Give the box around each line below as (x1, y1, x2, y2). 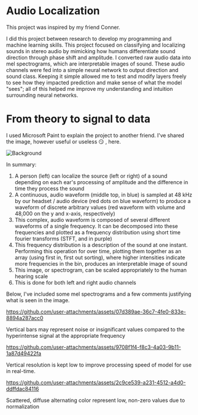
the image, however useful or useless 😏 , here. (6, 138, 121, 145)
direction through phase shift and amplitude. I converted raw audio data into (6, 54, 191, 61)
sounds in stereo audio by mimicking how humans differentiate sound (6, 47, 176, 54)
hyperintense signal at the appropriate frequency (6, 332, 125, 339)
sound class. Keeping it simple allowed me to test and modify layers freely (6, 73, 187, 80)
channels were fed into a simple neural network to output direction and (6, 66, 178, 73)
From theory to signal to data (6, 112, 151, 126)
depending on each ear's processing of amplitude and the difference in (14, 178, 189, 185)
